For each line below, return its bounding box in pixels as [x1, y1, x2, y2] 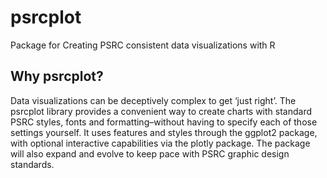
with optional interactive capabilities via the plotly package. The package [10, 137, 311, 149]
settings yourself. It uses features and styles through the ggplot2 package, [10, 126, 318, 138]
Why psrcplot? [10, 68, 104, 85]
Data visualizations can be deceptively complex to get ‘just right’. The [10, 94, 297, 106]
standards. [10, 158, 55, 170]
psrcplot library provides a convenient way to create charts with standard [10, 105, 313, 117]
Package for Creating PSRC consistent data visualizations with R [10, 39, 276, 51]
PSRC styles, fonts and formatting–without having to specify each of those [10, 116, 318, 128]
